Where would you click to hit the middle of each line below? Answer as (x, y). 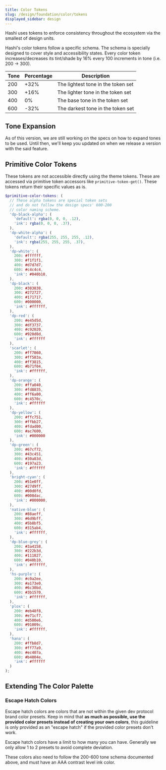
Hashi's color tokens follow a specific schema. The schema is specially (78, 48)
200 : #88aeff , (28, 514)
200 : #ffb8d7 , (28, 643)
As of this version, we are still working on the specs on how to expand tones (83, 138)
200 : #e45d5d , (28, 321)
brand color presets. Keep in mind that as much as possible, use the (75, 716)
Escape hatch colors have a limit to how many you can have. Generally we (81, 742)
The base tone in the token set (92, 101)
